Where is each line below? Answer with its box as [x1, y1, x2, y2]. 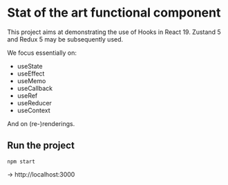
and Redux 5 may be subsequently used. [7, 35, 124, 43]
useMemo [17, 76, 46, 85]
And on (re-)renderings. [7, 119, 75, 127]
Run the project [7, 140, 75, 152]
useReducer [17, 98, 52, 107]
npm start [7, 158, 36, 165]
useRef [17, 91, 38, 100]
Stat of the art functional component [7, 5, 221, 21]
